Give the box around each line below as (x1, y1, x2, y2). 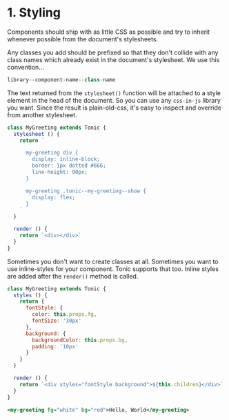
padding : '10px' (32, 343, 79, 350)
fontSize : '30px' (32, 317, 81, 325)
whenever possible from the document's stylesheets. (7, 34, 159, 43)
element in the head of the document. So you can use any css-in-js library (7, 96, 221, 104)
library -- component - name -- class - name (7, 76, 116, 83)
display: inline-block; (32, 156, 100, 163)
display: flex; (32, 194, 76, 201)
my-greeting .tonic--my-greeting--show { (25, 188, 147, 194)
